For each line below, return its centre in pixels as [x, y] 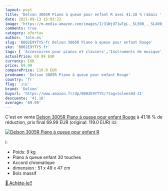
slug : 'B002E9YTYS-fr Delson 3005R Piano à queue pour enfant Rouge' [79, 42]
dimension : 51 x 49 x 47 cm [41, 168]
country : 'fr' [20, 79]
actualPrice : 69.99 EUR [30, 56]
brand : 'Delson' [22, 89]
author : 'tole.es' [24, 38]
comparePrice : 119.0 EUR [31, 70]
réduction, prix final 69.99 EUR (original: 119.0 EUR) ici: [61, 122]
